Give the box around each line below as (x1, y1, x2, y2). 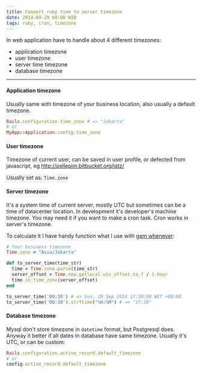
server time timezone (14, 61, 68, 68)
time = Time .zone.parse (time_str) (11, 266, 98, 272)
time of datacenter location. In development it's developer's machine (6, 207, 177, 215)
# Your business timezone (6, 243, 71, 250)
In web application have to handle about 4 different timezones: (6, 37, 161, 44)
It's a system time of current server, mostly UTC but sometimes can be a (6, 201, 186, 208)
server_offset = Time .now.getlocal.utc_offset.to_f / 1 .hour (11, 272, 168, 278)
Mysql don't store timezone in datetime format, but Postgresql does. (6, 325, 175, 333)
